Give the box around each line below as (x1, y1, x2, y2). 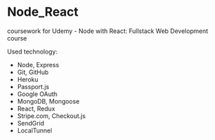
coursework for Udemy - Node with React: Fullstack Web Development (7, 27, 208, 35)
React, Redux (17, 104, 55, 113)
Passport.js (17, 82, 50, 91)
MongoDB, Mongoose (17, 97, 80, 105)
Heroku (17, 75, 39, 83)
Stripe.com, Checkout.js (17, 111, 86, 120)
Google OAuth (17, 90, 58, 98)
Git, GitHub (17, 68, 49, 76)
